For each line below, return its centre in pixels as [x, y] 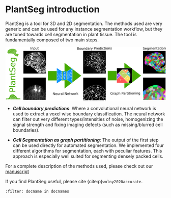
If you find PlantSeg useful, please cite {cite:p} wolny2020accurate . [74, 181]
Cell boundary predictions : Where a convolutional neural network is [84, 108]
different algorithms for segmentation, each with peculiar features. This [87, 151]
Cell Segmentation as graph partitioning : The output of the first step [85, 140]
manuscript [17, 171]
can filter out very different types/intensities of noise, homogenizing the [88, 119]
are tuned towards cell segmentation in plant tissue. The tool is [71, 34]
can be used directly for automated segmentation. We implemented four [88, 145]
